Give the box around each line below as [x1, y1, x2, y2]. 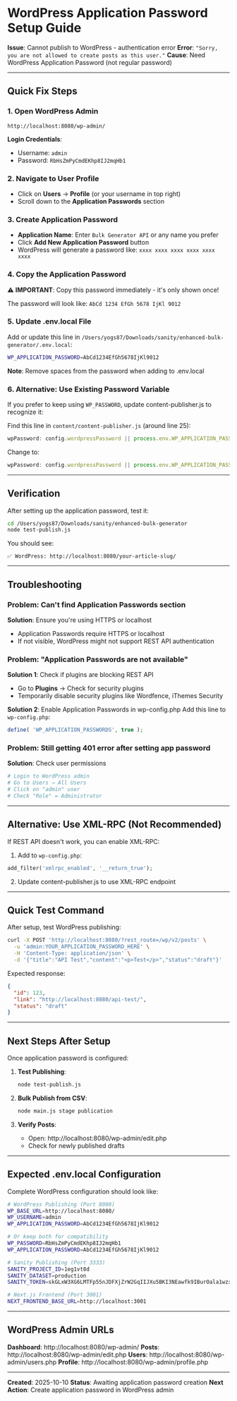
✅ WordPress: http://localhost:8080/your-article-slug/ [7, 553, 176, 560]
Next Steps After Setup [7, 1035, 111, 1047]
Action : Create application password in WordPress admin [7, 1385, 174, 1394]
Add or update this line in [7, 333, 80, 341]
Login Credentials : [7, 135, 62, 143]
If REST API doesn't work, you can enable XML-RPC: [7, 837, 160, 845]
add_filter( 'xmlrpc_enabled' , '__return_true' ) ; [7, 864, 153, 871]
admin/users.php [7, 1357, 57, 1366]
